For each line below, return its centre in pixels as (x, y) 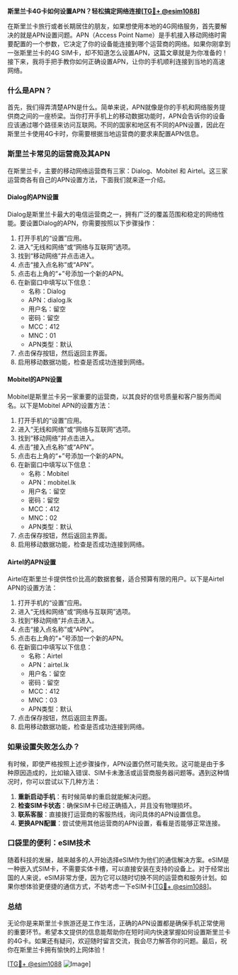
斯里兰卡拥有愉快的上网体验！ (63, 950)
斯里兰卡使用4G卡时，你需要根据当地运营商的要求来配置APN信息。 (105, 134)
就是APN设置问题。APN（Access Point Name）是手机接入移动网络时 (120, 35)
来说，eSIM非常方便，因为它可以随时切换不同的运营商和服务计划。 (123, 877)
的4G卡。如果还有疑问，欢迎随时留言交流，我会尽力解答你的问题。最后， (114, 941)
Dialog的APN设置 (33, 197)
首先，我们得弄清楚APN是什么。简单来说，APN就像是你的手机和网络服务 (113, 107)
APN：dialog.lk (50, 300)
